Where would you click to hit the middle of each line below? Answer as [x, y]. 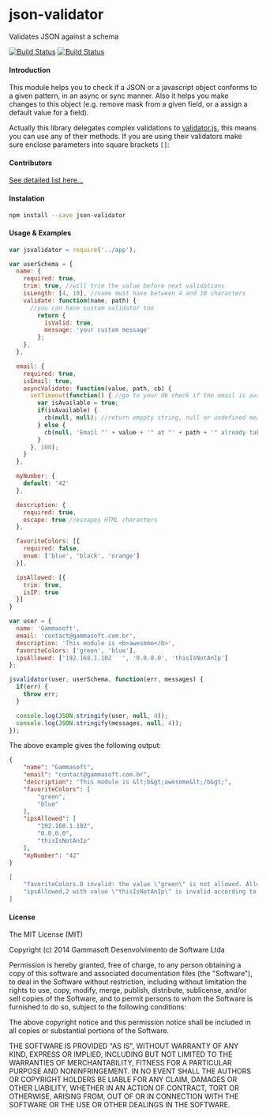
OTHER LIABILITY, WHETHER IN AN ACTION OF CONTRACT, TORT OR [124, 1088]
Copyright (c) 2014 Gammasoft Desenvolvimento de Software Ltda [117, 950]
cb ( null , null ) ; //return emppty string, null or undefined [145, 418]
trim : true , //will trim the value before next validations [124, 286]
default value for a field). [49, 113]
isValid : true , [69, 323]
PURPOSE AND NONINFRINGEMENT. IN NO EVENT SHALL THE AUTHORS [130, 1071]
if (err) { [32, 687]
